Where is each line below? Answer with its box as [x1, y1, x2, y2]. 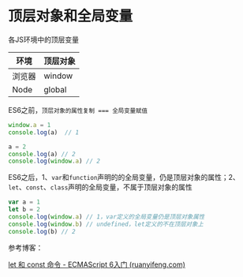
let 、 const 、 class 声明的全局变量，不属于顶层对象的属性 [8, 182, 193, 192]
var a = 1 [8, 198, 41, 206]
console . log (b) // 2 [8, 227, 77, 235]
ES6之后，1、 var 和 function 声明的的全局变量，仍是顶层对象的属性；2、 [8, 173, 241, 182]
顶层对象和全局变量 [8, 7, 133, 25]
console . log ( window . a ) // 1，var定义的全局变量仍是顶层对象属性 [8, 213, 205, 221]
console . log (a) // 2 [8, 150, 77, 158]
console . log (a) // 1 [8, 128, 80, 137]
